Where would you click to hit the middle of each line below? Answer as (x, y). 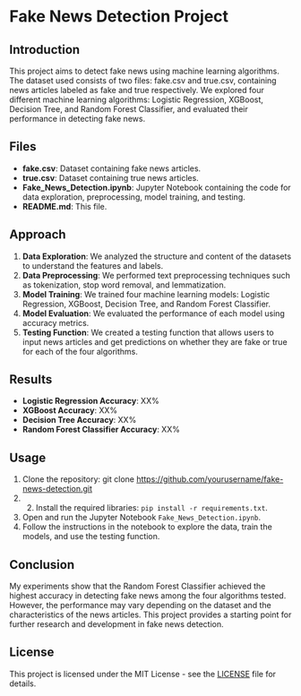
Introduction (45, 50)
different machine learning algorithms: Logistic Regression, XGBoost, (137, 99)
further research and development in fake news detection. (116, 624)
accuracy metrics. (56, 322)
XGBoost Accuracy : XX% (70, 410)
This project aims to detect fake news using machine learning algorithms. (144, 71)
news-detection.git (57, 489)
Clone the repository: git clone (78, 479)
